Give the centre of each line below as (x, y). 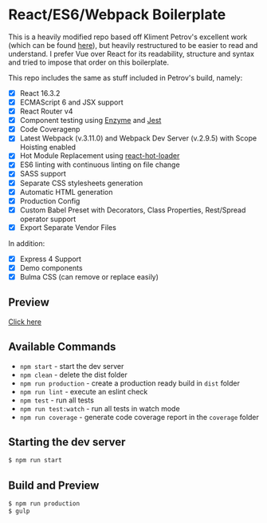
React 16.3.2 (40, 93)
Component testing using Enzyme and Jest (90, 121)
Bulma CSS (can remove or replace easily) (89, 276)
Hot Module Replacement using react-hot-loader (100, 156)
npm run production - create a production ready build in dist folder (130, 383)
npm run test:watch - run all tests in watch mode (100, 408)
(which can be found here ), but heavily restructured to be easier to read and (133, 45)
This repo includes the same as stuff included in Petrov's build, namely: (126, 77)
